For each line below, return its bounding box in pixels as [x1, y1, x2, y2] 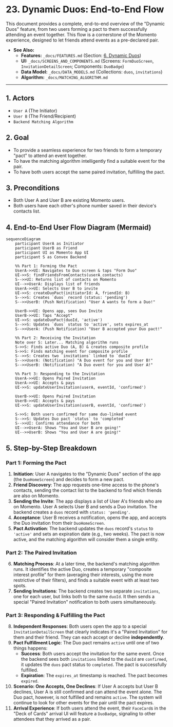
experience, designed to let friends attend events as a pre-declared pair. [6, 37, 159, 43]
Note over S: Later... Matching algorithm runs [15, 340, 119, 345]
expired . [21, 678, 39, 684]
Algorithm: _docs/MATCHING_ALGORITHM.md [21, 74, 108, 80]
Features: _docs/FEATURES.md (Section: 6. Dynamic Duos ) [21, 52, 142, 59]
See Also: [13, 47, 35, 53]
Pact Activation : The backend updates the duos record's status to [13, 525, 153, 531]
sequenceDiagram [6, 237, 41, 242]
